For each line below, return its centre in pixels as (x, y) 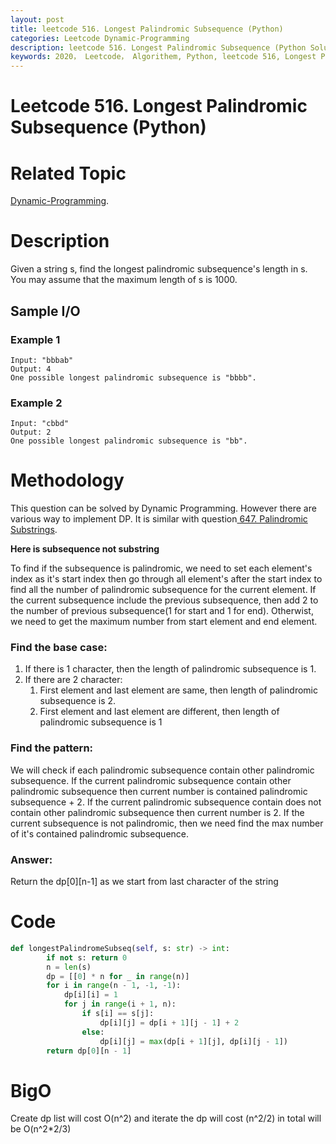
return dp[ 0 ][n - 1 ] (89, 1051)
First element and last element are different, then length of (159, 712)
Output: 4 (31, 369)
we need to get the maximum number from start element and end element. (164, 622)
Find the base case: (59, 648)
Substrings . (34, 530)
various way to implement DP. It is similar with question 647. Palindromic (159, 519)
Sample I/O (45, 311)
